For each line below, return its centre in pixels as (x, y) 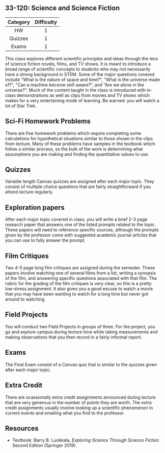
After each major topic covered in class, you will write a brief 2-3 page (76, 220)
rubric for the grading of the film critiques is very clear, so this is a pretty (78, 284)
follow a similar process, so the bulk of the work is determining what (74, 149)
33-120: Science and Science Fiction (62, 8)
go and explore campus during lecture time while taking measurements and (82, 332)
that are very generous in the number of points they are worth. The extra (79, 402)
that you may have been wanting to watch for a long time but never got (77, 294)
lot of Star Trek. (21, 106)
